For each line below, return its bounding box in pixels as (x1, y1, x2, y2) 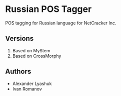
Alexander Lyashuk (12, 81, 52, 87)
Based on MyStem (12, 47, 50, 53)
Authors (5, 67, 31, 76)
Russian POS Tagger (5, 3, 92, 15)
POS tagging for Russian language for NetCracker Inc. (5, 20, 116, 26)
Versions (5, 34, 34, 43)
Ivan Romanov (12, 86, 42, 92)
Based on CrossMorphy (12, 53, 61, 59)
